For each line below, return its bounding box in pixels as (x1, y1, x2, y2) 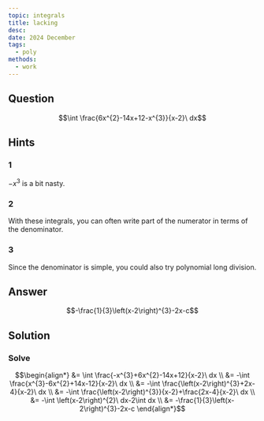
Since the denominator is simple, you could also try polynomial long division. (8, 262, 257, 272)
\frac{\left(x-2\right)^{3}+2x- (162, 379, 256, 388)
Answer (8, 285, 48, 298)
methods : (8, 56, 37, 64)
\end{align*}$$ (136, 404, 186, 413)
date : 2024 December (8, 33, 76, 42)
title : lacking (8, 19, 58, 27)
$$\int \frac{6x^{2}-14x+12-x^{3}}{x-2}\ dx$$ (58, 113, 206, 122)
